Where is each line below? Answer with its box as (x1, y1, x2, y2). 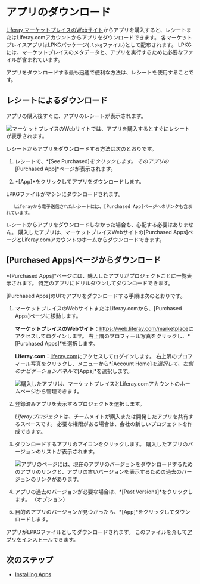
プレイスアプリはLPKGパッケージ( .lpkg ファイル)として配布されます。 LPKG (6, 41, 192, 48)
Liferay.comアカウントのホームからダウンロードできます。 (21, 236, 165, 243)
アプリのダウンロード (6, 5, 111, 19)
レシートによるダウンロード (6, 95, 108, 105)
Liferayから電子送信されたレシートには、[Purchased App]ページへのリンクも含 (14, 203, 188, 209)
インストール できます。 (21, 536, 79, 543)
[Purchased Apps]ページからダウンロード (6, 255, 161, 265)
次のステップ (6, 555, 54, 565)
